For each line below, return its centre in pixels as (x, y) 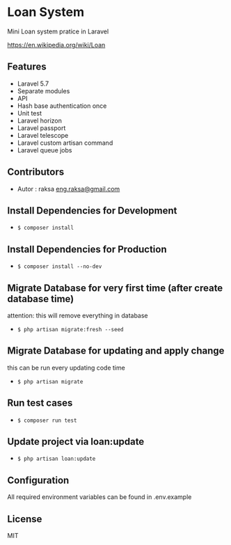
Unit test (29, 113)
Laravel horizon (40, 120)
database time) (41, 299)
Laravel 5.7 (33, 84)
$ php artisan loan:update (56, 459)
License (25, 519)
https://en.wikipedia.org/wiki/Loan (56, 45)
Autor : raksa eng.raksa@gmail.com (69, 189)
